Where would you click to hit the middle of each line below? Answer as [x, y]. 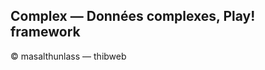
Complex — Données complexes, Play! [133, 16]
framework [45, 32]
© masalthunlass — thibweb [68, 56]
